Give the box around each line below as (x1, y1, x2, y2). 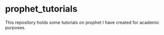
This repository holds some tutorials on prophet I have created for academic (5, 19, 160, 25)
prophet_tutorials (5, 3, 78, 15)
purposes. (5, 24, 26, 30)
